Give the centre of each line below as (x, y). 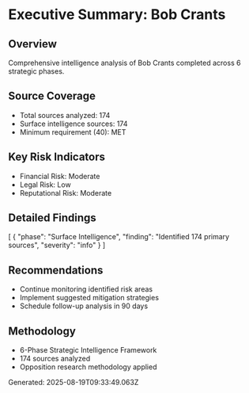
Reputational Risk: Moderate (66, 193)
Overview (33, 44)
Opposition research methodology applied (88, 367)
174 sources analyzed (55, 359)
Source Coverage (52, 96)
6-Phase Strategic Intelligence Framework (88, 350)
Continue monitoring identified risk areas (86, 289)
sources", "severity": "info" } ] (57, 245)
